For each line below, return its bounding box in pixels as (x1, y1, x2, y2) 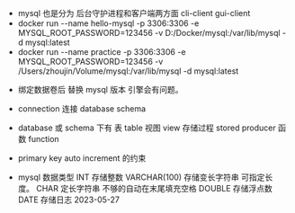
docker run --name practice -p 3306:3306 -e (17, 47, 186, 57)
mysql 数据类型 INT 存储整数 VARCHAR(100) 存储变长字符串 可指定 (17, 172, 265, 182)
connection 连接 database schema (17, 103, 147, 114)
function (28, 134, 60, 144)
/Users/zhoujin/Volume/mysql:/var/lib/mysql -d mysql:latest (17, 66, 239, 76)
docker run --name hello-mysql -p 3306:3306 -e (17, 18, 200, 29)
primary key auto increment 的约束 (17, 153, 147, 164)
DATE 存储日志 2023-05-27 (17, 194, 120, 205)
